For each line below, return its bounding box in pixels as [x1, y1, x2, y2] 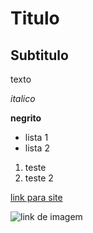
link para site [10, 192, 63, 203]
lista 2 [24, 142, 50, 154]
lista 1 [24, 132, 49, 143]
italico [10, 93, 36, 104]
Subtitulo [10, 47, 69, 64]
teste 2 [24, 172, 54, 184]
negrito [10, 112, 42, 124]
